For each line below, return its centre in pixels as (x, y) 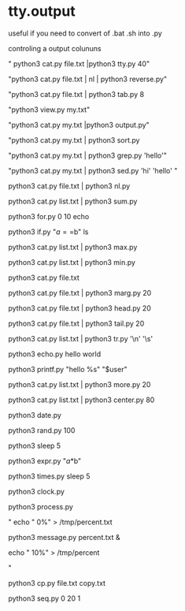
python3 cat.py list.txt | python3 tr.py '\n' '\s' (81, 338)
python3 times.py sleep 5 (49, 476)
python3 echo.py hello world (55, 354)
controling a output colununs (55, 48)
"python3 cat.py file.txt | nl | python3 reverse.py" (88, 79)
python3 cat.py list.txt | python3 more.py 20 (80, 384)
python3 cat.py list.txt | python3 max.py (73, 247)
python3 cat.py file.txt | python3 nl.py (69, 186)
